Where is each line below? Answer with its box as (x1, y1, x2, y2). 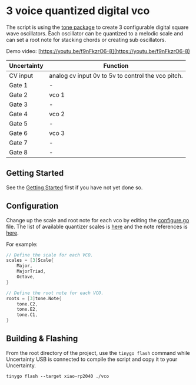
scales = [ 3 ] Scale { (6, 258, 54, 264)
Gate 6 (9, 129, 28, 137)
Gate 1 (9, 81, 28, 89)
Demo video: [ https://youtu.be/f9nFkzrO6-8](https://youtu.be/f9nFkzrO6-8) (6, 47, 190, 54)
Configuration (6, 201, 59, 211)
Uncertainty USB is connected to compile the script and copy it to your (6, 356, 178, 363)
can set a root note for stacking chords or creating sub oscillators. (6, 36, 167, 43)
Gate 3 (9, 100, 28, 108)
